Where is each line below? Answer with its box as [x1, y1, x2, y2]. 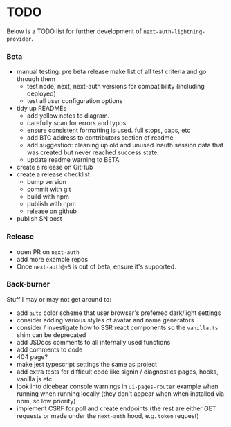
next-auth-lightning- [143, 28, 205, 35]
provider [6, 35, 32, 42]
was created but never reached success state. [26, 148, 160, 156]
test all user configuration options [26, 97, 123, 105]
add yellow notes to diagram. [26, 111, 110, 120]
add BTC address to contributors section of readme [26, 134, 174, 142]
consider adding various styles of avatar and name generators [16, 316, 194, 324]
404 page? [16, 352, 48, 361]
